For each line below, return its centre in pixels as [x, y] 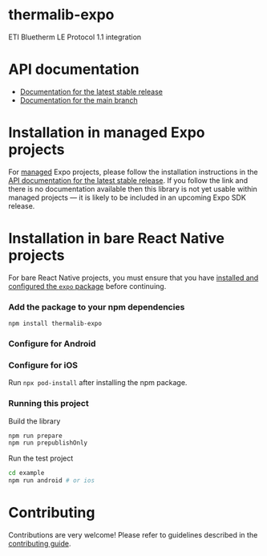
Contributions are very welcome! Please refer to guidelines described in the [133, 535]
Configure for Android [52, 343]
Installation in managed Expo [107, 133]
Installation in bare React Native [117, 238]
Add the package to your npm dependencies [97, 306]
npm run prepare [35, 436]
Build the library [34, 421]
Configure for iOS [43, 365]
